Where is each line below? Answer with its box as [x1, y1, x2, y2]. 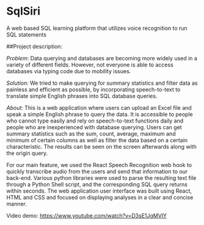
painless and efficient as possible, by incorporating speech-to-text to [6, 85, 181, 93]
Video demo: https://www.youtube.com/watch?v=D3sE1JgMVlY [6, 212, 167, 219]
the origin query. [6, 149, 48, 157]
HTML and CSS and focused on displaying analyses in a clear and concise [6, 193, 194, 201]
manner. [6, 200, 27, 207]
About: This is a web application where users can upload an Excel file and [6, 104, 192, 111]
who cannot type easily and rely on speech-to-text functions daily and [6, 117, 184, 124]
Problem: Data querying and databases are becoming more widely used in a [6, 54, 197, 62]
